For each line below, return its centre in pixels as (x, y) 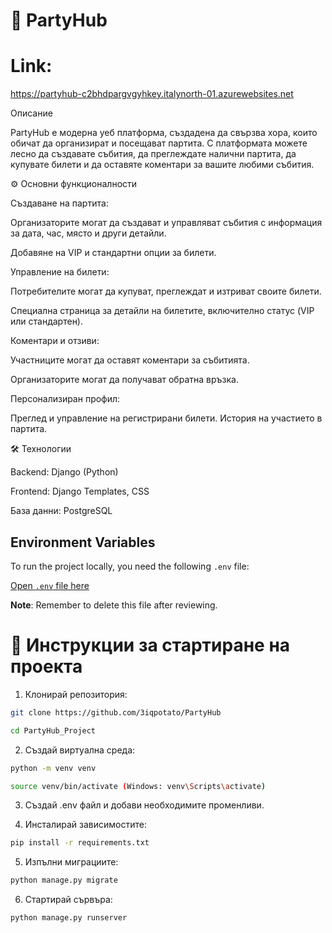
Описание (31, 113)
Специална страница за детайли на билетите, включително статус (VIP (162, 311)
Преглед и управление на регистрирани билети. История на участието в (166, 418)
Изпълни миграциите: (71, 862)
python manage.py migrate (64, 880)
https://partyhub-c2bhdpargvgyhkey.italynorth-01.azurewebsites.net (152, 94)
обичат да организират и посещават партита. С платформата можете (159, 143)
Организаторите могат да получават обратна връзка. (124, 380)
